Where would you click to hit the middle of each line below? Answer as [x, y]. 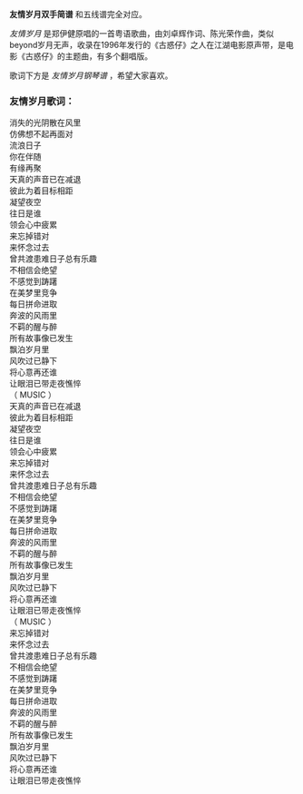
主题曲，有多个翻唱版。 [108, 56]
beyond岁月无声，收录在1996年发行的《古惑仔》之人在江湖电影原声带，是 [148, 45]
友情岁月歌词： [42, 101]
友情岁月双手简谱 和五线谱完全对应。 [78, 14]
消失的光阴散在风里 [45, 123]
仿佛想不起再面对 [41, 134]
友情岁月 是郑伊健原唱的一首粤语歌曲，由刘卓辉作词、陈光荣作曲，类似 [142, 34]
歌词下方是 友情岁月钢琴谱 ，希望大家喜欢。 [91, 75]
